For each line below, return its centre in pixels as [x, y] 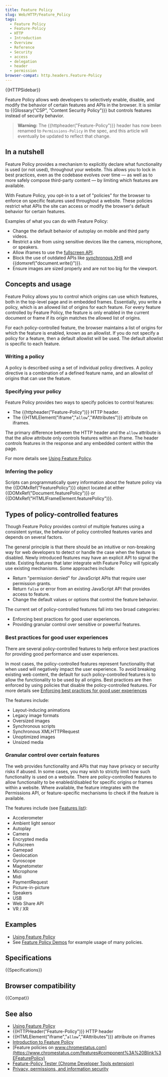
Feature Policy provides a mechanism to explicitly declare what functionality [83, 164]
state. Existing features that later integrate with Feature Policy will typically [82, 563]
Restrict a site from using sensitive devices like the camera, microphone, [87, 241]
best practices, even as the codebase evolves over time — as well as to [79, 175]
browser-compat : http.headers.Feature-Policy [53, 76]
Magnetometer [28, 866]
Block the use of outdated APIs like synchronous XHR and [72, 258]
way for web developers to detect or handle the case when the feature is [80, 552]
